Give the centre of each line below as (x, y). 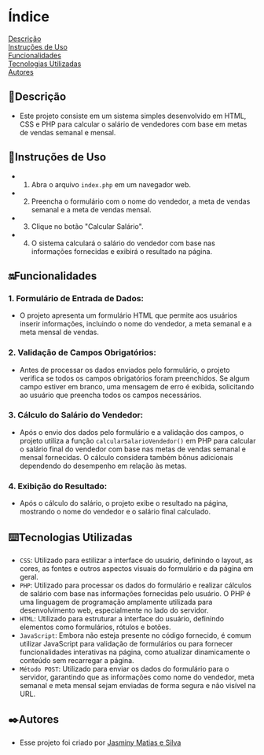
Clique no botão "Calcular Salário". (87, 226)
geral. (29, 576)
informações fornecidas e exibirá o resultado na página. (122, 251)
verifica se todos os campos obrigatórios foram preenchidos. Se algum (134, 378)
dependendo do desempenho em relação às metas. (103, 466)
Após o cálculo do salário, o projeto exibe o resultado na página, (124, 503)
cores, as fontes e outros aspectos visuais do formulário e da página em (136, 568)
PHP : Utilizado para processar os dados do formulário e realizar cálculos (136, 585)
